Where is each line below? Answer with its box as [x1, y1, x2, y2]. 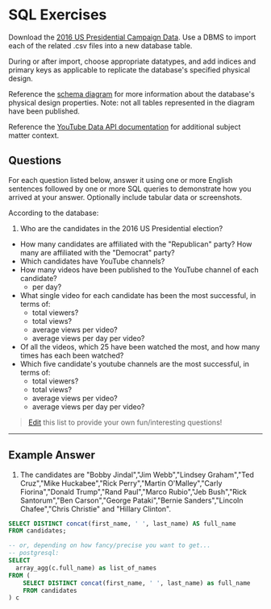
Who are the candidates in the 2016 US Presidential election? [19, 223, 223, 233]
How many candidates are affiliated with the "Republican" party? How [19, 239, 252, 249]
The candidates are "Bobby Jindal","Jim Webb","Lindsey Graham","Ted [19, 470, 254, 479]
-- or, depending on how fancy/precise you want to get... [8, 541, 211, 549]
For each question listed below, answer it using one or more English [8, 175, 233, 184]
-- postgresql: [8, 549, 60, 557]
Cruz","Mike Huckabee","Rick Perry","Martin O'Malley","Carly [19, 478, 223, 488]
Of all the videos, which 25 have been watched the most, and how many [19, 342, 261, 351]
